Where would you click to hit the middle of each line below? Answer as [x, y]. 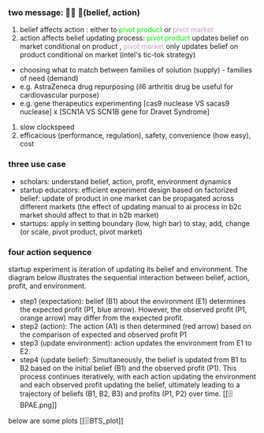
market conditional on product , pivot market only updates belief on [129, 46]
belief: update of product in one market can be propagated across [127, 198]
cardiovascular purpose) [59, 95]
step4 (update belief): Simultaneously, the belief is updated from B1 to [133, 359]
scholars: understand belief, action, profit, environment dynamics [125, 181]
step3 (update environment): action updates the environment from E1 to [136, 342]
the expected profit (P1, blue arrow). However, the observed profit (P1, [133, 309]
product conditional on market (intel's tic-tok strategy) [108, 55]
